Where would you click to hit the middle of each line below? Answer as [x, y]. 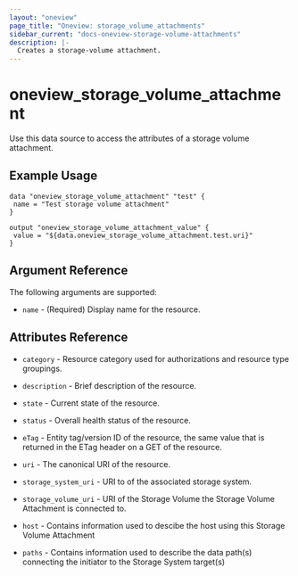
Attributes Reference [69, 337]
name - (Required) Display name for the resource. [111, 309]
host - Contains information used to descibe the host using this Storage [153, 525]
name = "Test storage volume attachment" [91, 204]
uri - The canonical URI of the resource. [96, 464]
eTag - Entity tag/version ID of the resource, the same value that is [143, 437]
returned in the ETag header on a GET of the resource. [122, 447]
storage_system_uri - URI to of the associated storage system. [137, 481]
